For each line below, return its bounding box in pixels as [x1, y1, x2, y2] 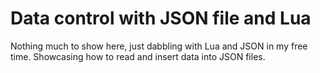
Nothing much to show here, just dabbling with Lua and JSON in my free [10, 40, 308, 52]
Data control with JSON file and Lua [10, 7, 312, 30]
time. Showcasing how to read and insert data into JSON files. [10, 50, 266, 62]
